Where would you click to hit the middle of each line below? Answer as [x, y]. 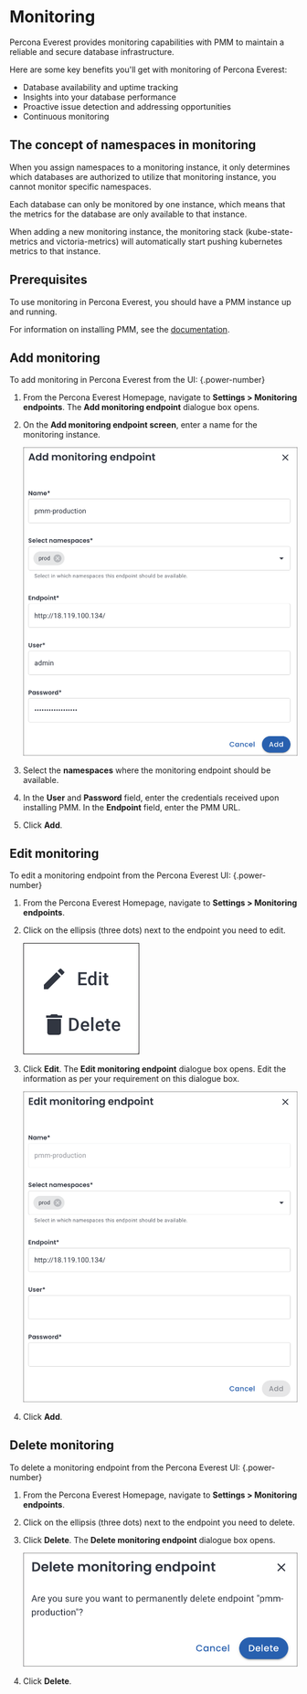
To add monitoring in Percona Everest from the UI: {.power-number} [138, 380]
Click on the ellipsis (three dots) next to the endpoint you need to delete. [159, 1522]
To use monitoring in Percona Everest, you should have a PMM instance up [151, 302]
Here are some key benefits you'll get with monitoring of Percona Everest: [148, 69]
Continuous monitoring [66, 116]
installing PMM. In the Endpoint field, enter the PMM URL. [131, 807]
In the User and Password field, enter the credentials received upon [151, 798]
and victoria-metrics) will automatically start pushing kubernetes [161, 241]
